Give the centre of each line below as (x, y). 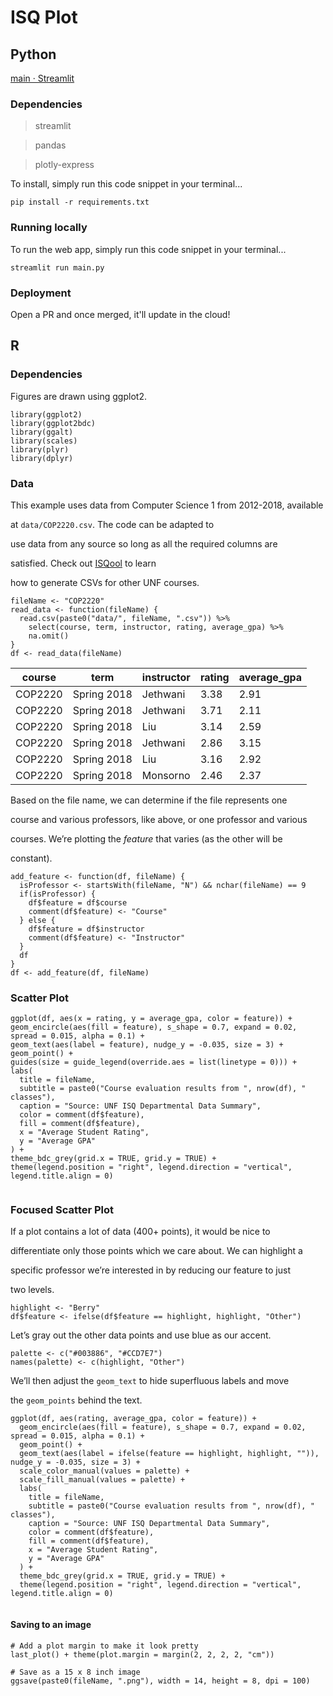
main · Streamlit (42, 78)
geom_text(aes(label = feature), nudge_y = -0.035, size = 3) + (147, 1045)
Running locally (49, 228)
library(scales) (44, 441)
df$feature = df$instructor (86, 929)
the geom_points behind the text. (76, 1400)
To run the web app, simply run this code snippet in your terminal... (148, 249)
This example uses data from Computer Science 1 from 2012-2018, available (167, 505)
